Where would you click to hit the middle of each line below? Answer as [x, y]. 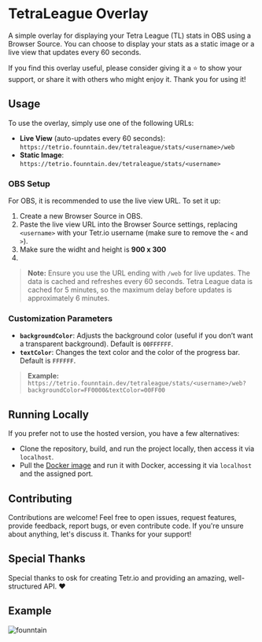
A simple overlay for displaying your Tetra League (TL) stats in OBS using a [130, 35]
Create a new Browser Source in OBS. [81, 216]
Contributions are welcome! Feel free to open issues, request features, [123, 517]
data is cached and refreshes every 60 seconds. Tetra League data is [140, 282]
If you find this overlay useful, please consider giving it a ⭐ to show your [125, 68]
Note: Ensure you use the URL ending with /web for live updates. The [138, 273]
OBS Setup [29, 183]
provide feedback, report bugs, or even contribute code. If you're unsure [126, 526]
